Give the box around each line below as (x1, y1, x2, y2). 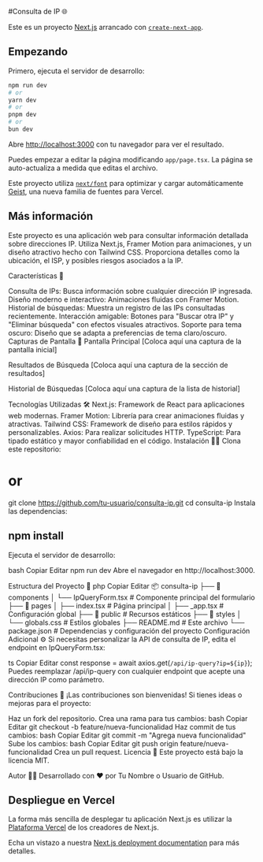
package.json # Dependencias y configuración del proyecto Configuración (8, 626, 250, 635)
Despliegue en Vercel (8, 793, 116, 807)
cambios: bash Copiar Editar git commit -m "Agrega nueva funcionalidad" (8, 730, 246, 740)
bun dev (8, 125, 34, 133)
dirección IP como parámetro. (8, 674, 105, 684)
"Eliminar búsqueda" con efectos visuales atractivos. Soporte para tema (8, 319, 243, 329)
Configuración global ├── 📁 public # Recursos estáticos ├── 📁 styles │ (8, 609, 242, 619)
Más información (8, 210, 94, 223)
